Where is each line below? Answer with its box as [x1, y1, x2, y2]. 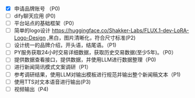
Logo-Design [13, 34, 46, 41]
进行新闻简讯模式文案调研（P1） [13, 64, 92, 71]
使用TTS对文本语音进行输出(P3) [13, 78, 91, 85]
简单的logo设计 [13, 27, 51, 34]
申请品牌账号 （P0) [13, 5, 60, 12]
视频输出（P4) [13, 85, 49, 92]
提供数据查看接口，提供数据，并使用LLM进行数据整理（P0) [13, 56, 156, 63]
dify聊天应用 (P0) [13, 12, 56, 19]
